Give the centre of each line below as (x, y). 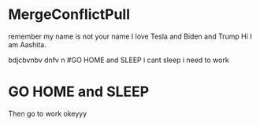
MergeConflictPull (69, 15)
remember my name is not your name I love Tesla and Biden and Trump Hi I (130, 36)
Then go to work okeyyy (48, 113)
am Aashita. (28, 44)
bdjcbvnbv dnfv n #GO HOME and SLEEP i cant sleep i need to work (119, 60)
